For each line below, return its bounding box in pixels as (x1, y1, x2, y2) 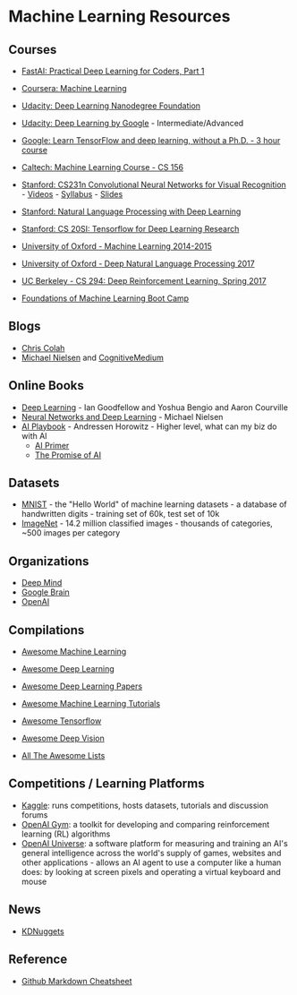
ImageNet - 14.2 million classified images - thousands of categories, (21, 518, 274, 529)
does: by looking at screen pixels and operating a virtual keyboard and (21, 866, 281, 877)
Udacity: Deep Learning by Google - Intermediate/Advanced (21, 118, 244, 128)
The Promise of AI (34, 450, 102, 460)
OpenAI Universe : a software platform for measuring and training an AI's (21, 837, 288, 848)
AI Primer (34, 440, 70, 450)
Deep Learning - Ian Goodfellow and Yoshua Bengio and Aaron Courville (21, 401, 288, 413)
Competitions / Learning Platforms (8, 776, 205, 792)
